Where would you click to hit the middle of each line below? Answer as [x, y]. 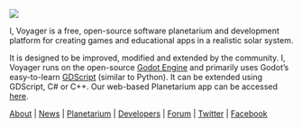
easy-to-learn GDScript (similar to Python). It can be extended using [136, 77]
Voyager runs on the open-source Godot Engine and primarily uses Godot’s [149, 67]
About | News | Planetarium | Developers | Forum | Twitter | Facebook [138, 114]
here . [19, 96]
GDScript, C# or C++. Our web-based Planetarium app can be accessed [143, 87]
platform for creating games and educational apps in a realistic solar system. [151, 40]
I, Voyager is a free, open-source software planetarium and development [144, 31]
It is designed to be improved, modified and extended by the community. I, [147, 58]
